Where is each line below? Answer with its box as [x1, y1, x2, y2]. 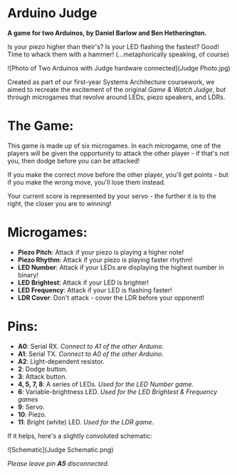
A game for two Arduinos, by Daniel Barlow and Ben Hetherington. [7, 29, 207, 37]
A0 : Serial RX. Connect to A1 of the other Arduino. [17, 342, 164, 350]
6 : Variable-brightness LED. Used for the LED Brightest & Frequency [17, 387, 218, 396]
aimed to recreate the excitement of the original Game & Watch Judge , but [7, 85, 226, 93]
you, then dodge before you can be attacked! [7, 156, 140, 165]
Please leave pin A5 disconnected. [7, 459, 110, 468]
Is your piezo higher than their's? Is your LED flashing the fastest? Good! [7, 42, 219, 51]
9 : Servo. [17, 402, 45, 411]
